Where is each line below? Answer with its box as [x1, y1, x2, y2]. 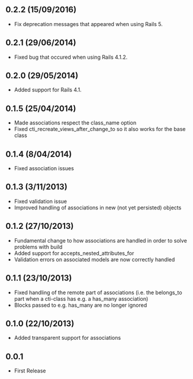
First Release [14, 367, 46, 374]
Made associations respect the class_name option [14, 119, 137, 126]
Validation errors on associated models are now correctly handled [14, 256, 175, 263]
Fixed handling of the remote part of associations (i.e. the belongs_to [14, 289, 182, 296]
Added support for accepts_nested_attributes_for [14, 249, 134, 257]
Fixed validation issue [14, 198, 67, 205]
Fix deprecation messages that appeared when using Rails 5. [14, 20, 163, 27]
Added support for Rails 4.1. [14, 86, 82, 94]
